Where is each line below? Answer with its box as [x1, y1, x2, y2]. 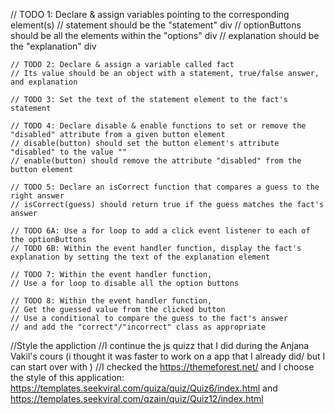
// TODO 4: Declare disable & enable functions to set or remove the [10, 121, 307, 131]
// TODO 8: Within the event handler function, [10, 296, 213, 306]
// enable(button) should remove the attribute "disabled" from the [10, 156, 302, 166]
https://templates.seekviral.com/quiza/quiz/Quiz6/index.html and [10, 382, 278, 394]
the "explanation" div [10, 40, 97, 52]
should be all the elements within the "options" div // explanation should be [10, 30, 320, 41]
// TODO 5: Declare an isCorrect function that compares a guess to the [10, 182, 320, 192]
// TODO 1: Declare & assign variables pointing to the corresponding [10, 9, 290, 20]
